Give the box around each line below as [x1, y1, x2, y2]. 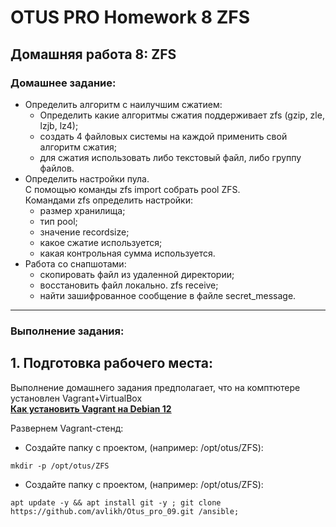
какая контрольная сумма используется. [39, 247, 216, 259]
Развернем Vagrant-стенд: [10, 422, 124, 434]
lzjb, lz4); [39, 119, 79, 131]
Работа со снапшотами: [24, 257, 127, 270]
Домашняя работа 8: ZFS [10, 46, 177, 63]
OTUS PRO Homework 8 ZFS [10, 6, 251, 29]
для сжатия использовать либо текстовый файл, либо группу [39, 151, 302, 163]
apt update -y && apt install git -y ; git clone [10, 497, 222, 508]
